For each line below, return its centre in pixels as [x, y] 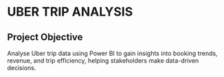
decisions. [22, 68]
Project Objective [45, 37]
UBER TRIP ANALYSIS [70, 12]
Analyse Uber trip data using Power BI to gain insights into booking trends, [112, 53]
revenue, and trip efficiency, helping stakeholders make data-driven [103, 61]
